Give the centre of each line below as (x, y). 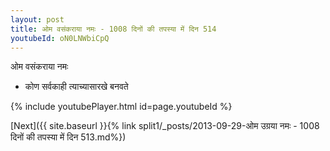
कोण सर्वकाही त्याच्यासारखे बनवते (76, 87)
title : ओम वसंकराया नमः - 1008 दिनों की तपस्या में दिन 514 (113, 29)
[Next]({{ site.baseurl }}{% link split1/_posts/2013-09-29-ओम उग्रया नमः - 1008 (165, 126)
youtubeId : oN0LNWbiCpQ (60, 38)
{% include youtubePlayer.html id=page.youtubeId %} (121, 107)
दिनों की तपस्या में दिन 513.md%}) (68, 137)
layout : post (37, 19)
